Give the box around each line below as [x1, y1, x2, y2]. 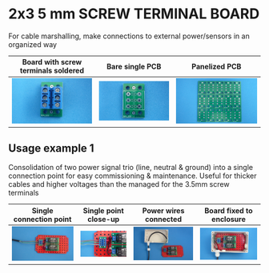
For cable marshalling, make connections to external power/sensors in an [8, 31, 250, 41]
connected [145, 214, 183, 224]
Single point [82, 205, 124, 216]
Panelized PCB [191, 61, 242, 71]
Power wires [142, 205, 185, 216]
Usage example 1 [8, 141, 94, 156]
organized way [8, 39, 58, 49]
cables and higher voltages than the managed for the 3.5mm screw [8, 180, 230, 189]
